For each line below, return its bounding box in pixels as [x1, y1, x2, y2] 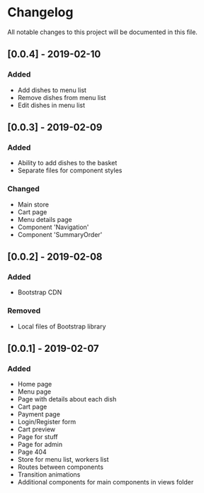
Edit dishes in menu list [17, 101, 86, 109]
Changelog [7, 4, 74, 21]
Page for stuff [17, 433, 58, 441]
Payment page [17, 410, 60, 419]
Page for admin [17, 441, 63, 449]
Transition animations [17, 470, 81, 479]
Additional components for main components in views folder [17, 478, 194, 487]
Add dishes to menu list [17, 86, 87, 94]
